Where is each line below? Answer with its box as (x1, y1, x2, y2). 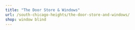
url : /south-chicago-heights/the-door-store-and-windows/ (5, 12, 130, 17)
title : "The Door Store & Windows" (5, 7, 80, 13)
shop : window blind (5, 17, 47, 22)
